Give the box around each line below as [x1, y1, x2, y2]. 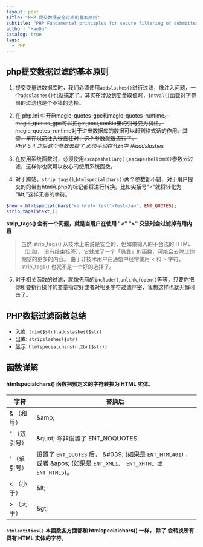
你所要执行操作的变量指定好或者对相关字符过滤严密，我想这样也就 [14, 283, 179, 291]
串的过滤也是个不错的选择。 [14, 99, 85, 106]
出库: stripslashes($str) [14, 336, 78, 343]
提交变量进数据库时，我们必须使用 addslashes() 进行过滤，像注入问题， [14, 84, 191, 91]
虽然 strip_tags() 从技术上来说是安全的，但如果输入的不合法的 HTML [21, 240, 192, 248]
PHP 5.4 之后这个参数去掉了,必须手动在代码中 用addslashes [14, 142, 164, 149]
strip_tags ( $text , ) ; [6, 208, 59, 214]
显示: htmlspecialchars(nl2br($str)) [14, 343, 108, 350]
